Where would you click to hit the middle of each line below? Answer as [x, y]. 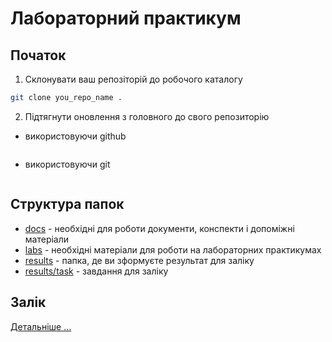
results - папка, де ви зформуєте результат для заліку [139, 260]
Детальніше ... [41, 326]
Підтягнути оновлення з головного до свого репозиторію [147, 116]
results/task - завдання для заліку [96, 271]
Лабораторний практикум [126, 18]
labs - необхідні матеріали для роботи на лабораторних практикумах [173, 249]
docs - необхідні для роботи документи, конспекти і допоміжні [159, 228]
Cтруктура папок [67, 204]
